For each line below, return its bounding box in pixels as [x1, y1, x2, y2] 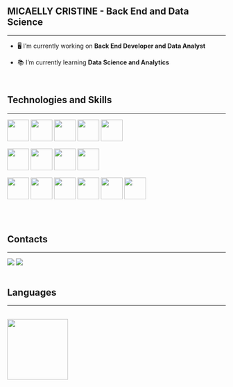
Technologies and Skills [7, 94, 112, 106]
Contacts [7, 233, 49, 245]
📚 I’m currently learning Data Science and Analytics [17, 58, 170, 66]
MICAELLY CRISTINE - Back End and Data [7, 6, 189, 17]
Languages [7, 287, 57, 298]
